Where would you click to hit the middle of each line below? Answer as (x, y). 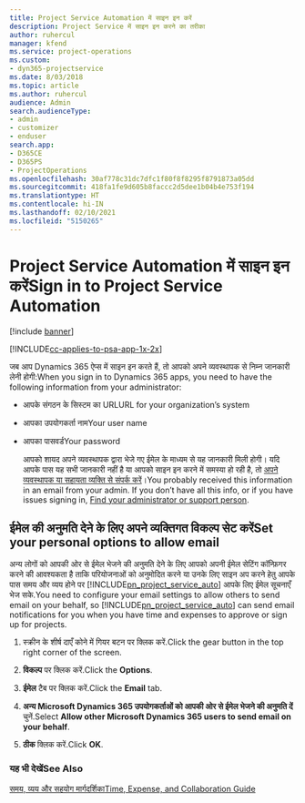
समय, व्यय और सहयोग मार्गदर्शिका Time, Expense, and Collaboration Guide (133, 788)
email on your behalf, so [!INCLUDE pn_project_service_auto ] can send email (152, 605)
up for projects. (38, 625)
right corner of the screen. (72, 653)
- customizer (34, 128)
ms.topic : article (44, 86)
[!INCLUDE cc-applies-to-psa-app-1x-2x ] (86, 349)
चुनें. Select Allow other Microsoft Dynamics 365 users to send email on (157, 717)
